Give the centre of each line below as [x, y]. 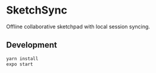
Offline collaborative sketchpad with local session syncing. [78, 26]
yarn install [22, 59]
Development [32, 45]
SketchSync [37, 10]
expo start [20, 64]
